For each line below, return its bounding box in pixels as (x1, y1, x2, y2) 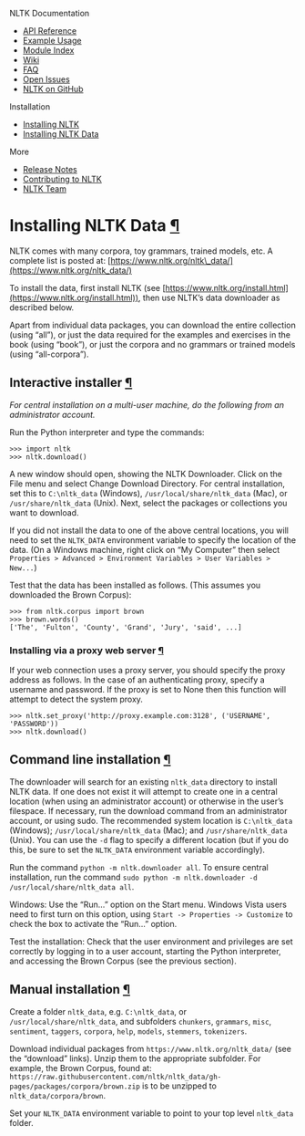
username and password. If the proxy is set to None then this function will (9, 684, 287, 695)
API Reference (22, 26, 77, 36)
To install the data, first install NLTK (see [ (9, 282, 166, 293)
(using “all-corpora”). (9, 349, 89, 360)
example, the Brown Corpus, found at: (9, 1062, 152, 1073)
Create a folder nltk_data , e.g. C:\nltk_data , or (9, 1006, 187, 1016)
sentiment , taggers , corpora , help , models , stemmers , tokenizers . (9, 1026, 248, 1037)
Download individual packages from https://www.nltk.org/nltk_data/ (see (9, 1043, 291, 1054)
